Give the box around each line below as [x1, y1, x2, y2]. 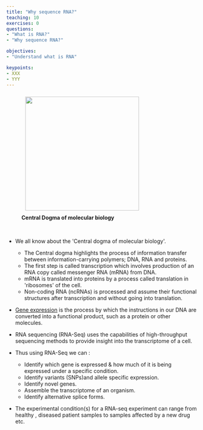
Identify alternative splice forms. [24, 393, 105, 401]
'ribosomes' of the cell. [24, 282, 82, 289]
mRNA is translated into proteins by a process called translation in [24, 275, 189, 282]
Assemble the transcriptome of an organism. [24, 387, 136, 394]
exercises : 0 [6, 20, 39, 26]
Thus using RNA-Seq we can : [15, 349, 90, 357]
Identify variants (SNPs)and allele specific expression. [24, 374, 159, 381]
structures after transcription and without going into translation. [24, 295, 183, 302]
